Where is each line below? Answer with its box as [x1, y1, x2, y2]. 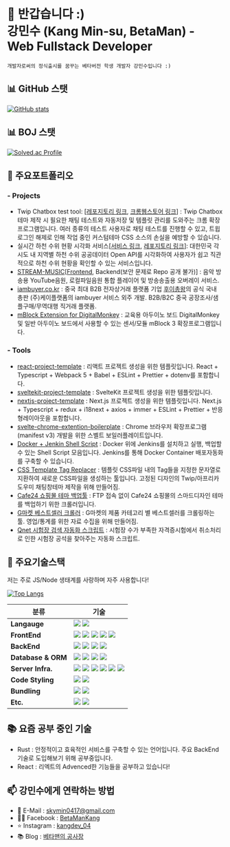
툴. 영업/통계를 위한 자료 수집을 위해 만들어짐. [16, 517, 139, 525]
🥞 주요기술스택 [7, 556, 65, 568]
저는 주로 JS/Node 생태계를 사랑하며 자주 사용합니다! [7, 576, 150, 584]
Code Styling [10, 676, 54, 685]
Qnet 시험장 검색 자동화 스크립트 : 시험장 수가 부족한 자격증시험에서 [16, 525, 198, 534]
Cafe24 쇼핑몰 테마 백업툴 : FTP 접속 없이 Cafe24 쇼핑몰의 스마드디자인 [16, 491, 211, 499]
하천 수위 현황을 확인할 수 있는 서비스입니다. [35, 259, 153, 267]
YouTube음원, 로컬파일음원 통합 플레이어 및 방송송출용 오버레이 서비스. [30, 276, 220, 284]
